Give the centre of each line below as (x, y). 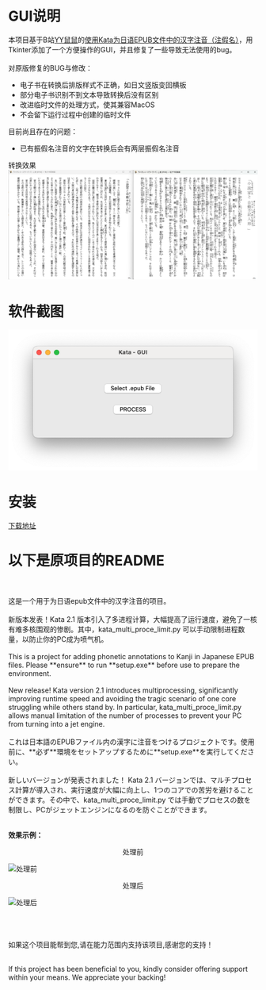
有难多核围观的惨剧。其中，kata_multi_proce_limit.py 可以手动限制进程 (123, 629)
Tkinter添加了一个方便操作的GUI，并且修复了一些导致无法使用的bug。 (122, 49)
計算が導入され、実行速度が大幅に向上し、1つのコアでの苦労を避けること (134, 790)
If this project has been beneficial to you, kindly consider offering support (128, 969)
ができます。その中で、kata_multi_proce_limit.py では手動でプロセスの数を (130, 800)
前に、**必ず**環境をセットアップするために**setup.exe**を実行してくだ (128, 752)
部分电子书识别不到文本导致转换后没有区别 (89, 94)
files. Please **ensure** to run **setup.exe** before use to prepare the (124, 665)
